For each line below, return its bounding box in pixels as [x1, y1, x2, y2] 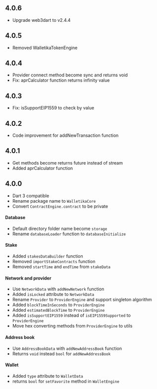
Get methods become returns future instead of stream [12, 160, 123, 166]
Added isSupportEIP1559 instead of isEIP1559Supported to [12, 312, 131, 319]
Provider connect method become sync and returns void [12, 72, 128, 78]
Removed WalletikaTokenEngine [12, 45, 78, 51]
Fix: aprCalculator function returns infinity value [12, 77, 110, 83]
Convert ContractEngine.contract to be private [12, 203, 108, 209]
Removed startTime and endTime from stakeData [12, 264, 110, 270]
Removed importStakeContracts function [12, 259, 96, 265]
